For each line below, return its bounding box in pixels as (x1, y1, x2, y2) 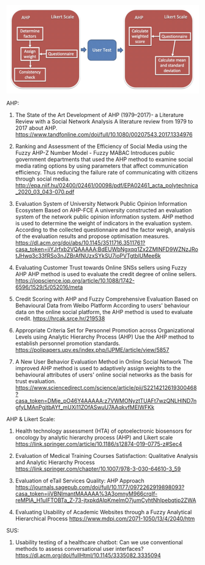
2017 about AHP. (15, 124, 58, 132)
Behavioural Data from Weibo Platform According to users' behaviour (15, 302, 190, 309)
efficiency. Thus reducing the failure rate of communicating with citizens (15, 168, 198, 176)
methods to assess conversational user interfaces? (15, 545, 144, 552)
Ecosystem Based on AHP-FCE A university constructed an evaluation (15, 206, 192, 214)
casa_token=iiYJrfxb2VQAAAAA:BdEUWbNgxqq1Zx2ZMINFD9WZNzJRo (15, 245, 199, 253)
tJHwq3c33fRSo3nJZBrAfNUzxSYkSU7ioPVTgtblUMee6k (15, 252, 161, 259)
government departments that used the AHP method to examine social (15, 155, 193, 163)
